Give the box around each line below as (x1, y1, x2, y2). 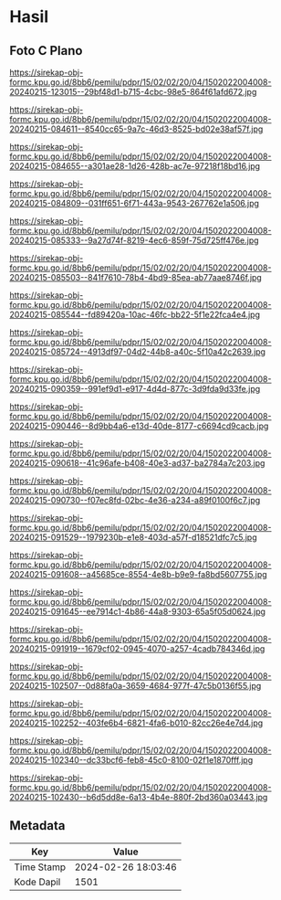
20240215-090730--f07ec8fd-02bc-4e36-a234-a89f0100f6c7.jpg (9, 495, 261, 505)
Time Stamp (14, 861, 67, 874)
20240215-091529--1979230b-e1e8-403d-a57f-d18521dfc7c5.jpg (9, 532, 257, 543)
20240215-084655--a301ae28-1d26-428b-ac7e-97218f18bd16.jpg (9, 161, 261, 171)
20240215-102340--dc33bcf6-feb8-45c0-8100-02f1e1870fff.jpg (9, 755, 254, 765)
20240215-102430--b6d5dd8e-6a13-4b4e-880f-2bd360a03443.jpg (9, 792, 268, 802)
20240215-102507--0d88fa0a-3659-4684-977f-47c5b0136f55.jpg (9, 681, 262, 691)
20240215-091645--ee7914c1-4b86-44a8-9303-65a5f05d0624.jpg (9, 606, 266, 617)
